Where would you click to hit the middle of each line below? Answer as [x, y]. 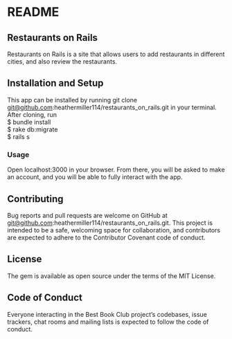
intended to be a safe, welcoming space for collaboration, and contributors [114, 230]
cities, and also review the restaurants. [62, 62]
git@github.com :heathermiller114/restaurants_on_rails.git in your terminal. [112, 107]
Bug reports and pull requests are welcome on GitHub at [88, 215]
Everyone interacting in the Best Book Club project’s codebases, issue [107, 314]
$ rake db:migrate [33, 129]
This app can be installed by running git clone [72, 100]
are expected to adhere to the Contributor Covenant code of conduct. [106, 237]
